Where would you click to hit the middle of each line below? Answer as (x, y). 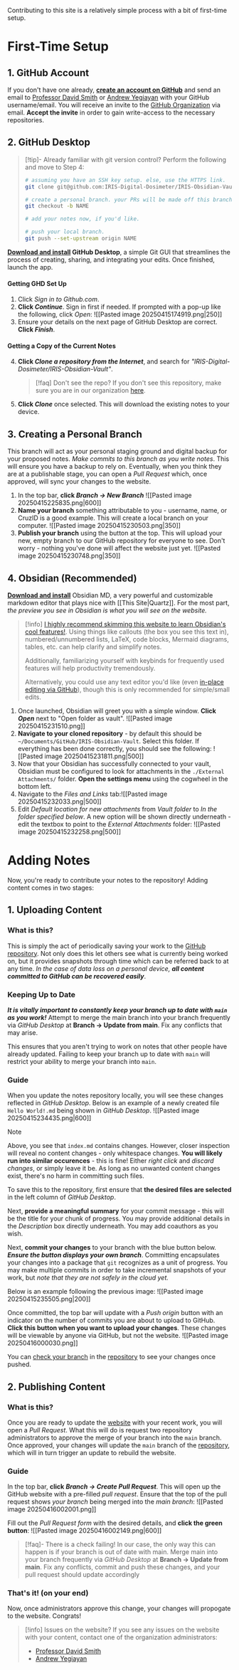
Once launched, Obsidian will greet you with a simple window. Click (117, 711)
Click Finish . (36, 329)
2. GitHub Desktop (49, 143)
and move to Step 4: (54, 167)
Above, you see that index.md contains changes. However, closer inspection (118, 1146)
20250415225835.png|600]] (59, 503)
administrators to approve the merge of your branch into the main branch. (115, 1437)
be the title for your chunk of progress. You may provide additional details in (118, 1218)
